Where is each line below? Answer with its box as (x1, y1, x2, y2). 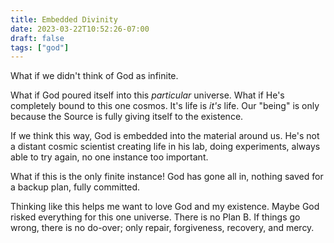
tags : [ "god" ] (10, 42, 70, 53)
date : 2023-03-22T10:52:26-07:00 (10, 24, 150, 34)
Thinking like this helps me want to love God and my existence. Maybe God (10, 201, 320, 213)
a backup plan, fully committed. (10, 181, 141, 193)
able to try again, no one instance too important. (10, 151, 209, 163)
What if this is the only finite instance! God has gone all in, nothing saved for (10, 171, 324, 183)
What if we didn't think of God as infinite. (10, 70, 179, 82)
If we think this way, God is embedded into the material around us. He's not (10, 130, 320, 142)
